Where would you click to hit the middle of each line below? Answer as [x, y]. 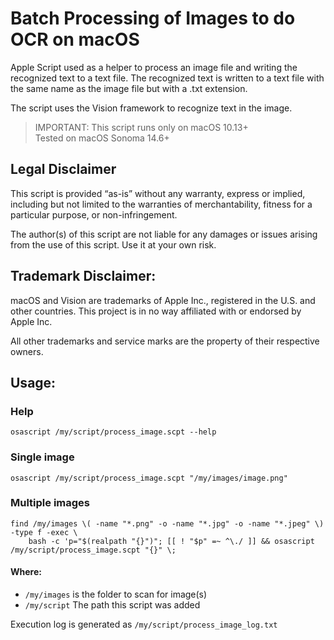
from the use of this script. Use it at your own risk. [113, 244]
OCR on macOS [75, 39]
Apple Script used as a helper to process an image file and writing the [154, 67]
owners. [27, 351]
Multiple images [50, 503]
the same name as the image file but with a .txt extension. [129, 88]
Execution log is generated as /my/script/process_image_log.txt [144, 624]
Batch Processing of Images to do [153, 18]
